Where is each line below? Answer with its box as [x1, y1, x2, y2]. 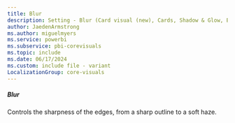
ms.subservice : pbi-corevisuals [7, 43, 101, 50]
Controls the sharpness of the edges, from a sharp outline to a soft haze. [7, 108, 217, 116]
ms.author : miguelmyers [7, 29, 77, 37]
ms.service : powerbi [7, 36, 68, 43]
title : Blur [7, 10, 42, 17]
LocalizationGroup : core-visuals [7, 68, 105, 75]
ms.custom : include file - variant [7, 62, 111, 69]
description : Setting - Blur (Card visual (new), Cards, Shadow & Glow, [7, 17, 224, 24]
